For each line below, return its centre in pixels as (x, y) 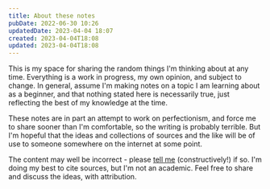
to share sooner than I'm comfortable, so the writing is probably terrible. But (135, 127)
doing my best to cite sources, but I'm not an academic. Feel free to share (131, 168)
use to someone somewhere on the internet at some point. (106, 144)
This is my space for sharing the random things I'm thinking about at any (129, 68)
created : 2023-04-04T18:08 (54, 38)
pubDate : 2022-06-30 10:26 (54, 23)
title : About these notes (52, 16)
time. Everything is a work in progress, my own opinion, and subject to (125, 77)
